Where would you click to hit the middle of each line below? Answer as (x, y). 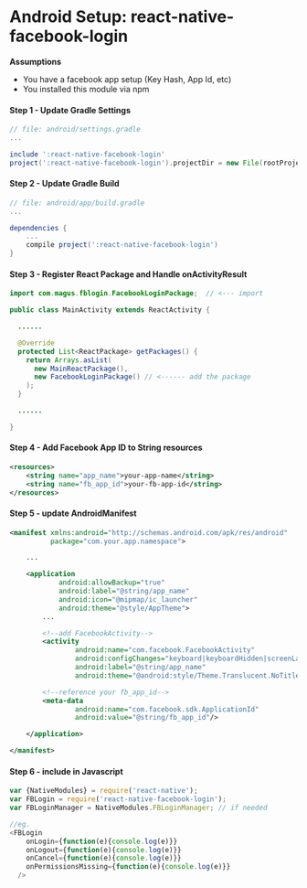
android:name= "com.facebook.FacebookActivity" (165, 650)
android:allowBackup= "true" (112, 583)
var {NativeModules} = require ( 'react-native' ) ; (104, 791)
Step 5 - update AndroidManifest (73, 513)
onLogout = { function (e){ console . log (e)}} (104, 850)
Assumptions (36, 61)
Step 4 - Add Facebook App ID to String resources (106, 448)
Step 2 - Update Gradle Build (65, 184)
